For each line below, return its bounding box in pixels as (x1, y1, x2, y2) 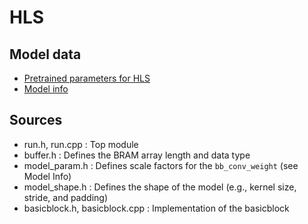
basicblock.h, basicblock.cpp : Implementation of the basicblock (23, 202, 290, 214)
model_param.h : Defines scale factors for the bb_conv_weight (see (23, 159, 299, 171)
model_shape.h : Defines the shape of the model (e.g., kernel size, (23, 181, 297, 193)
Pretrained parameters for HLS (23, 72, 151, 84)
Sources (9, 112, 63, 129)
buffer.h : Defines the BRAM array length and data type (23, 149, 251, 161)
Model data (9, 46, 82, 63)
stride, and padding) (23, 191, 108, 203)
